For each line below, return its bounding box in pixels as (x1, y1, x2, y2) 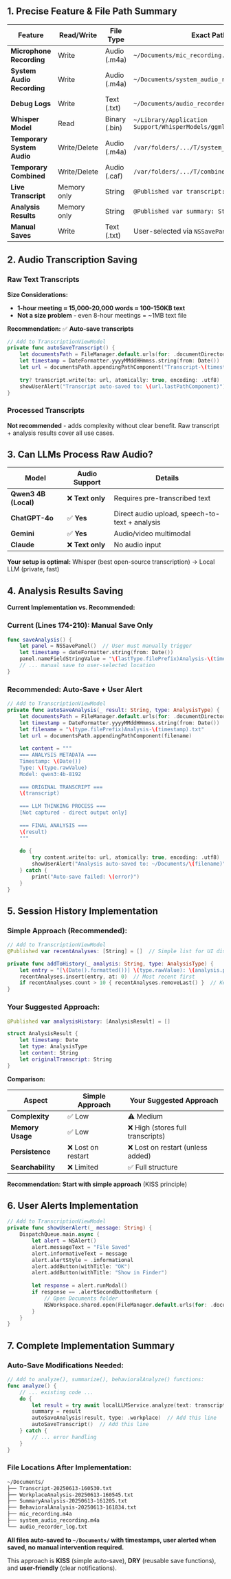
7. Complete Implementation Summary (7, 1340, 175, 1352)
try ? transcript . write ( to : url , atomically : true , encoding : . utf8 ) (19, 376, 220, 383)
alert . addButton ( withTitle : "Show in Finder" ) (32, 1270, 168, 1276)
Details (155, 473, 179, 483)
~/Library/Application (133, 116, 208, 123)
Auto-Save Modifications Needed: (7, 1361, 124, 1370)
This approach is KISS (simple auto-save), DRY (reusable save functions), (7, 1556, 217, 1565)
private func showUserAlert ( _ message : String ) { (7, 1225, 153, 1232)
